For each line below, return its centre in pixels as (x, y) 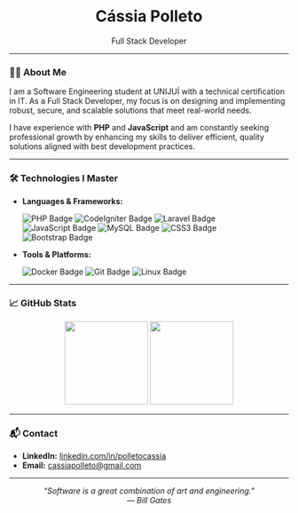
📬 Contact (34, 433)
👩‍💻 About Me (38, 72)
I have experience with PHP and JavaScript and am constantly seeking (139, 128)
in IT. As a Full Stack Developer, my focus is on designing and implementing (147, 101)
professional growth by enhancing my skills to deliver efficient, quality (137, 137)
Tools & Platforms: (56, 254)
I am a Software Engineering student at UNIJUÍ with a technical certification (147, 91)
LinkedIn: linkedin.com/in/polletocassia (94, 456)
